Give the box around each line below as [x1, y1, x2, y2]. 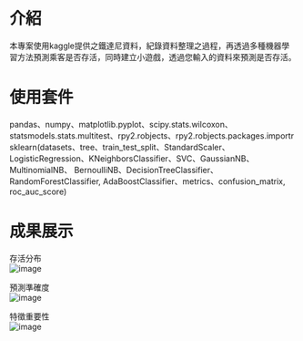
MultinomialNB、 [9, 164, 73, 175]
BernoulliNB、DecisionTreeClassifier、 [74, 164, 218, 175]
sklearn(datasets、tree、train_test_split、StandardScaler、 [9, 141, 230, 152]
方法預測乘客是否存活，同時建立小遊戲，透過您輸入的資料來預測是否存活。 [16, 51, 297, 62]
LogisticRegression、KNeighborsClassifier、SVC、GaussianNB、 [9, 152, 255, 164]
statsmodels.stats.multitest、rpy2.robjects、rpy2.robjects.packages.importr [9, 129, 294, 141]
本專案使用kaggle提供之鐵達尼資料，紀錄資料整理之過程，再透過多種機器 [9, 40, 282, 51]
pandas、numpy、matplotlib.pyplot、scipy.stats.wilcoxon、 [9, 119, 234, 129]
